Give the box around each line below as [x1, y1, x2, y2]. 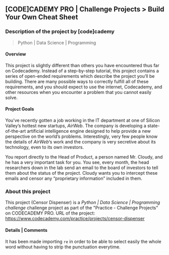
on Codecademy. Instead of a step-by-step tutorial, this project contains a [5, 68, 159, 74]
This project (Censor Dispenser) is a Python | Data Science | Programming [5, 199, 160, 206]
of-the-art [5, 128, 26, 134]
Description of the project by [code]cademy [5, 28, 115, 35]
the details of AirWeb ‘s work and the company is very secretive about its [5, 139, 156, 145]
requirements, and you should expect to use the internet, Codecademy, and [5, 84, 162, 90]
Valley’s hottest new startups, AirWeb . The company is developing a [5, 123, 146, 129]
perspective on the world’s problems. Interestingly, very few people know [5, 133, 158, 139]
